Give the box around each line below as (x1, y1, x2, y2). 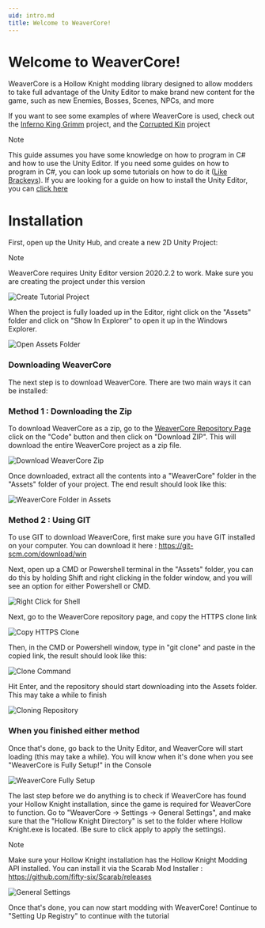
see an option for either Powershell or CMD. (8, 581, 151, 591)
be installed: (8, 385, 48, 396)
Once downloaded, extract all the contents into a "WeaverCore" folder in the (8, 471, 257, 480)
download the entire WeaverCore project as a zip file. (8, 440, 182, 449)
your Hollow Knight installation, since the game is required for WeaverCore (8, 799, 252, 809)
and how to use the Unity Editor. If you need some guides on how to (8, 159, 229, 169)
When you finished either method (8, 725, 140, 737)
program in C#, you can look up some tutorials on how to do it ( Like (8, 167, 228, 176)
